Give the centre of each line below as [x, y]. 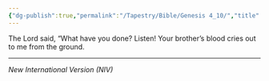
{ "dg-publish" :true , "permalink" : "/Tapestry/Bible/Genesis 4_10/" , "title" [134, 15]
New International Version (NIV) [61, 69]
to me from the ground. [47, 46]
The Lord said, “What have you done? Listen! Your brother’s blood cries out [132, 38]
